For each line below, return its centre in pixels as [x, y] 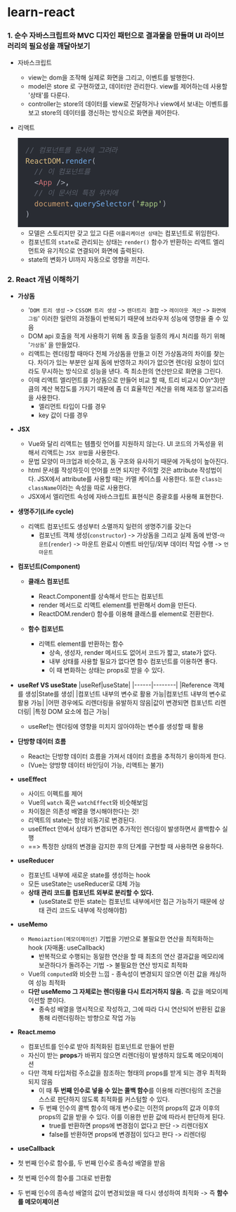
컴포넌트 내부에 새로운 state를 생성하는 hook [89, 875]
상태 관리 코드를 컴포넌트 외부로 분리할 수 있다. [91, 893]
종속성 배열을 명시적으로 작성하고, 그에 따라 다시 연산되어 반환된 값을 [132, 1009]
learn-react [41, 12]
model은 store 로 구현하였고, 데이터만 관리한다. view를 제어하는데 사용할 [128, 87]
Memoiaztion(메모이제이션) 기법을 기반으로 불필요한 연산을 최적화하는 [121, 939]
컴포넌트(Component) [49, 566]
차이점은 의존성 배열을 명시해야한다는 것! [83, 811]
